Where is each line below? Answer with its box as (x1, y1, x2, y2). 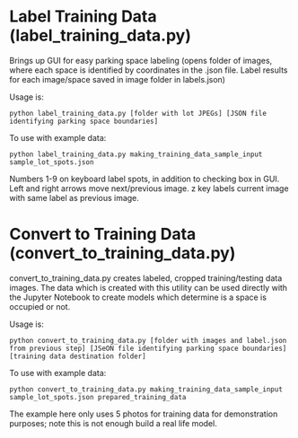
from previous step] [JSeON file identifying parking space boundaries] (9, 344, 287, 353)
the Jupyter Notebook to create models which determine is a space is (9, 292, 267, 302)
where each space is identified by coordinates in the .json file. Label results (9, 65, 288, 75)
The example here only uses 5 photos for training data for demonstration (9, 408, 278, 419)
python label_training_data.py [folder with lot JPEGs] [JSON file (9, 109, 267, 118)
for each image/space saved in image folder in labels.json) (9, 74, 226, 84)
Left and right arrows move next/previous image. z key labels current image (9, 182, 289, 194)
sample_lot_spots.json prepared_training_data (9, 392, 187, 401)
